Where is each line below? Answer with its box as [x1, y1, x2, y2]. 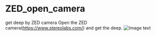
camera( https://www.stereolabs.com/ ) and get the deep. [5, 24, 123, 30]
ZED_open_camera [5, 3, 85, 14]
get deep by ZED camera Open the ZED [5, 19, 87, 25]
